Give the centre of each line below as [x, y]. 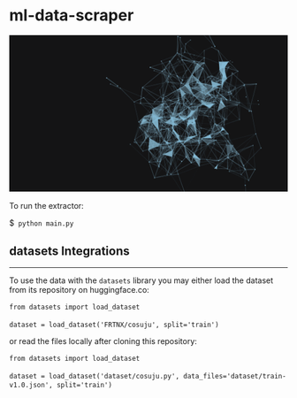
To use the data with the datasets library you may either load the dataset [141, 280]
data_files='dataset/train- [235, 377]
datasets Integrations [69, 251]
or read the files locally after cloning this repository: [103, 341]
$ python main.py [42, 223]
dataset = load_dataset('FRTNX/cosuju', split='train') [114, 325]
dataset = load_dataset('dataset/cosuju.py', [94, 377]
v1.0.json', [31, 386]
